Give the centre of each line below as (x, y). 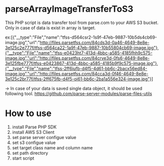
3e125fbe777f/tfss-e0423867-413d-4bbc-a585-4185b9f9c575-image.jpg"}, (82, 63)
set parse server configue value (44, 137)
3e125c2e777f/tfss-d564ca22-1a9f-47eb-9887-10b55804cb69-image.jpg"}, (82, 47)
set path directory (30, 153)
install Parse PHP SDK (34, 127)
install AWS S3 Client (33, 132)
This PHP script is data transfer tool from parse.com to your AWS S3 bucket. (82, 23)
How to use (28, 113)
